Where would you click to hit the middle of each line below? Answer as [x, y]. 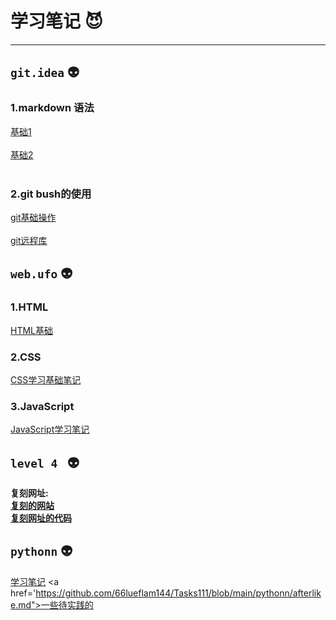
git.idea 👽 [45, 72]
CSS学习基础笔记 [46, 379]
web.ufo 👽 [41, 273]
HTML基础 [32, 330]
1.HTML [29, 307]
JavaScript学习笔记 [50, 429]
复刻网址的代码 [41, 518]
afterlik [307, 593]
